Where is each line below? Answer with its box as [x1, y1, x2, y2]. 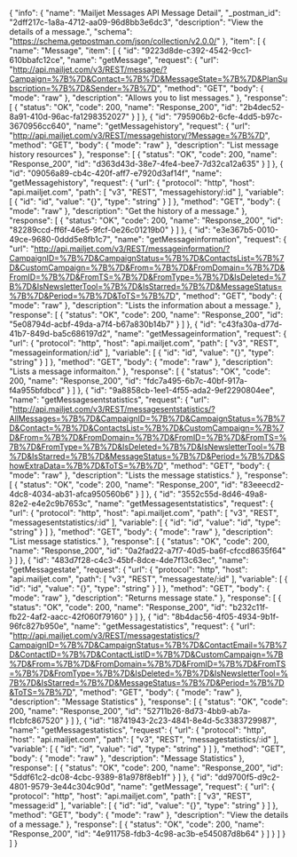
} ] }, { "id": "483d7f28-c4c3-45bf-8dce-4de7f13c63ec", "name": [9, 555, 249, 565]
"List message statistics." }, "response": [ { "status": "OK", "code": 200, [9, 536, 270, 546]
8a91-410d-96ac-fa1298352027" [9, 111, 130, 122]
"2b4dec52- [238, 102, 285, 112]
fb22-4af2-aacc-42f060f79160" [9, 612, 128, 622]
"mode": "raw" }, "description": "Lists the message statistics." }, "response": [9, 470, 288, 480]
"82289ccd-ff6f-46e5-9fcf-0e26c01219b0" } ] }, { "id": [9, 225, 211, 234]
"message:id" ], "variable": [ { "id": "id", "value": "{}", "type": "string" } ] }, [9, 800, 278, 811]
